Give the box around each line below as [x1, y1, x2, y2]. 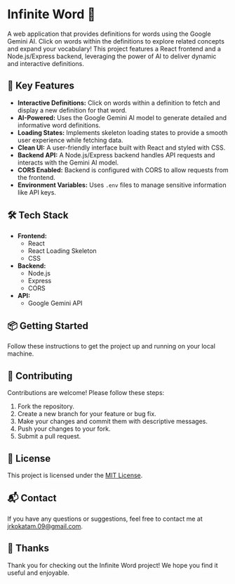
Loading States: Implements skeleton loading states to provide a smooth [17, 128, 228, 136]
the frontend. [17, 173, 56, 181]
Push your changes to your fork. [17, 424, 111, 433]
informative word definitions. [17, 121, 101, 129]
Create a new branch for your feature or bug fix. [17, 410, 156, 418]
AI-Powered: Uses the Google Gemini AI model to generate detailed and [17, 113, 227, 122]
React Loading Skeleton [27, 246, 97, 255]
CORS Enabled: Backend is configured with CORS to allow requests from [17, 165, 229, 174]
